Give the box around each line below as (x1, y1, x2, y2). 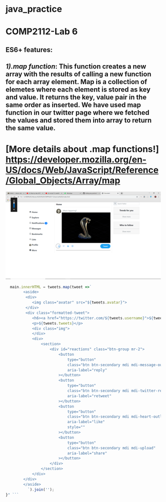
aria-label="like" (67, 420, 105, 425)
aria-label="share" (67, 451, 107, 456)
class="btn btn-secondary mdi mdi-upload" (67, 445, 156, 450)
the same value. (5, 124, 56, 133)
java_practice (5, 3, 62, 15)
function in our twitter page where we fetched (5, 108, 150, 117)
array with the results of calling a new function (5, 70, 152, 78)
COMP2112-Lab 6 (5, 26, 78, 37)
